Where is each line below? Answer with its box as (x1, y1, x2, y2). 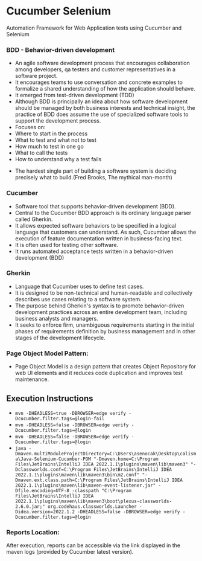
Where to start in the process (14, 130, 88, 137)
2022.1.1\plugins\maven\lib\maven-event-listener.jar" (14, 482, 156, 489)
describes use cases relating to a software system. (14, 295, 142, 303)
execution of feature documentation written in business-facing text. (14, 234, 183, 242)
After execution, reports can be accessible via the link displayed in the (6, 542, 181, 549)
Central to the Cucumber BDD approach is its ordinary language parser (14, 209, 192, 216)
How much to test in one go (14, 143, 84, 150)
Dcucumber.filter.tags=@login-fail (14, 415, 105, 422)
